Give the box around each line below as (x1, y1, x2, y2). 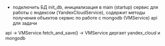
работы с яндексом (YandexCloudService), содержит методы (12, 9, 146, 15)
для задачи (12, 20, 37, 26)
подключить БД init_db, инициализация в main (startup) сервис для (12, 4, 158, 10)
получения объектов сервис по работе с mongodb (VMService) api (12, 15, 157, 20)
